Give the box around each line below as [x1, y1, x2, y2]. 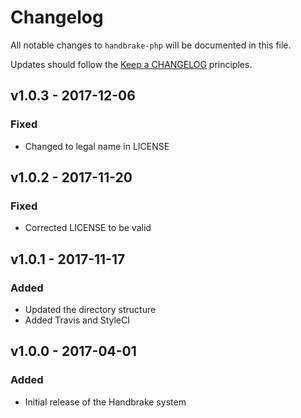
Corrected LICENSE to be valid [24, 222, 152, 234]
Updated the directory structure [24, 304, 157, 315]
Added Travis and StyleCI [24, 314, 130, 326]
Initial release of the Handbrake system [24, 396, 187, 408]
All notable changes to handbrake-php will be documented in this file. [10, 39, 292, 51]
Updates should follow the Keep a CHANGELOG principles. [10, 58, 253, 70]
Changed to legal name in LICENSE [24, 140, 170, 152]
